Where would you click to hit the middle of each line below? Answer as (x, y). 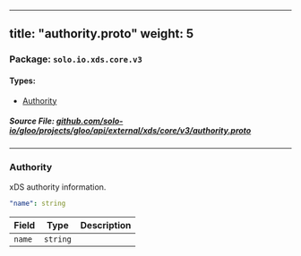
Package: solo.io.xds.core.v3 (76, 59)
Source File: (32, 121)
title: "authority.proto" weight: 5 (102, 34)
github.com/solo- (90, 121)
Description (106, 225)
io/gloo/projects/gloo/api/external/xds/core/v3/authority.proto (130, 131)
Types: (22, 81)
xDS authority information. (58, 187)
